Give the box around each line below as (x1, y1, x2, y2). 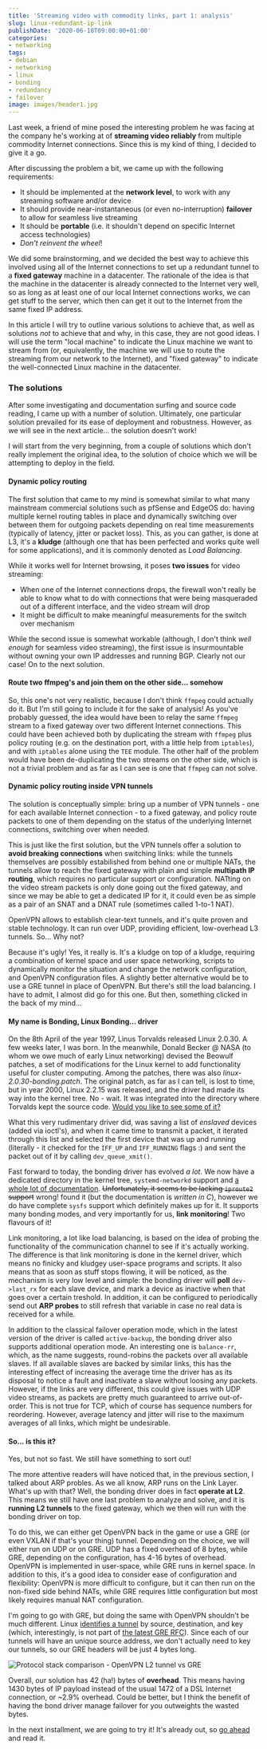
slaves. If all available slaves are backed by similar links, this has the (8, 1359, 232, 1368)
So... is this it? (8, 1436, 57, 1446)
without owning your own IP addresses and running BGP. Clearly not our (8, 651, 245, 661)
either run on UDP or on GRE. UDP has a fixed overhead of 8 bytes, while (8, 1545, 249, 1554)
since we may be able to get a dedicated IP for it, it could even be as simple (8, 891, 257, 901)
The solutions (8, 382, 63, 393)
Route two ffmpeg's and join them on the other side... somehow (8, 677, 223, 687)
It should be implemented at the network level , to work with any (19, 188, 231, 197)
